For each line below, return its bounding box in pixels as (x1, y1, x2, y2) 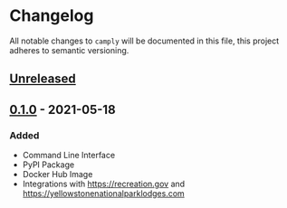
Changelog (9, 5, 94, 26)
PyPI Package (22, 159, 75, 170)
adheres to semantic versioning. (9, 44, 129, 55)
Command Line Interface (22, 150, 116, 161)
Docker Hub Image (22, 169, 93, 180)
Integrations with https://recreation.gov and (22, 178, 186, 190)
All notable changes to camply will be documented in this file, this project (9, 35, 280, 46)
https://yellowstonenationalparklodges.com (22, 188, 186, 199)
